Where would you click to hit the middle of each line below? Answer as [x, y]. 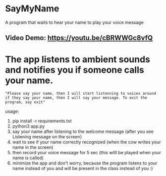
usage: [12, 112]
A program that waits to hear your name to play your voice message [74, 22]
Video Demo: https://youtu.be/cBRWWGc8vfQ [79, 38]
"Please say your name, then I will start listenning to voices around [81, 94]
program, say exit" [25, 102]
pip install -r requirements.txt [42, 121]
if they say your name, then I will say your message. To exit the [76, 98]
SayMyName [32, 9]
